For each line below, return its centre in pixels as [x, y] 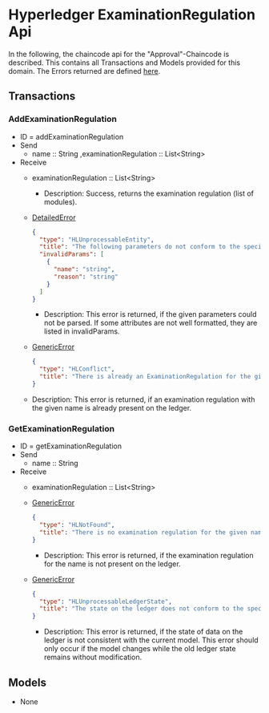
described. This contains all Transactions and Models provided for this [124, 63]
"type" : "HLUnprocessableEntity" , [96, 239]
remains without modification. [93, 657]
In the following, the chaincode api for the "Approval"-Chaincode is [119, 54]
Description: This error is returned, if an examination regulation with [143, 399]
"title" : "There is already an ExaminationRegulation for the [145, 377]
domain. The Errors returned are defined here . [84, 71]
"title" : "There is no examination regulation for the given [143, 532]
